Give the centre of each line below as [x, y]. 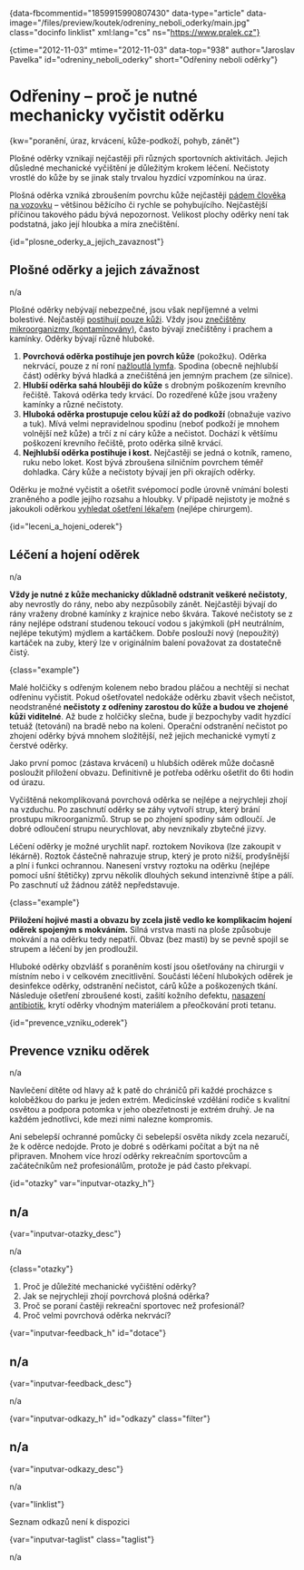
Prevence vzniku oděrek [79, 1050]
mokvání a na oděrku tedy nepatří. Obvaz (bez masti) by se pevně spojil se [149, 939]
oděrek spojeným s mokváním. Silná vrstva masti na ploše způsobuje [141, 929]
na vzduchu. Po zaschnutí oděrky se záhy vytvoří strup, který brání [135, 809]
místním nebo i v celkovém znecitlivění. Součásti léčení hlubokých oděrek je [151, 976]
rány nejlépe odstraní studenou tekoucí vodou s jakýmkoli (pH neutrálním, [147, 623]
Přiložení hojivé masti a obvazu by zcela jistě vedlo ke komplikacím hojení [151, 919]
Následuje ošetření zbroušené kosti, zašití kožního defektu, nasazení [137, 995]
